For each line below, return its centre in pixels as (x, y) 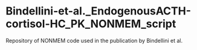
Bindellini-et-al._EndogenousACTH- (98, 11)
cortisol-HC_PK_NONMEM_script (91, 24)
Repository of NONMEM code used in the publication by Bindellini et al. (94, 40)
